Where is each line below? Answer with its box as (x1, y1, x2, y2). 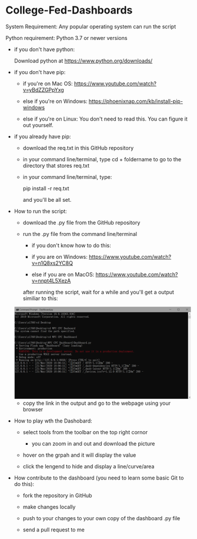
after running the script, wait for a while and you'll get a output (22, 288, 175, 295)
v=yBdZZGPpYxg (22, 86, 64, 93)
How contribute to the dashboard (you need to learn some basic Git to (14, 474, 184, 481)
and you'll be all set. (22, 196, 72, 203)
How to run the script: (14, 207, 67, 215)
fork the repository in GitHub (22, 492, 92, 499)
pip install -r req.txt (22, 185, 69, 192)
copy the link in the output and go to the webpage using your (22, 400, 171, 407)
